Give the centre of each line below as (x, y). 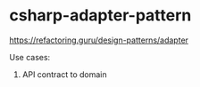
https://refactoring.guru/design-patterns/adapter (99, 40)
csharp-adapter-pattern (100, 16)
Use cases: (30, 57)
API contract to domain (64, 74)
